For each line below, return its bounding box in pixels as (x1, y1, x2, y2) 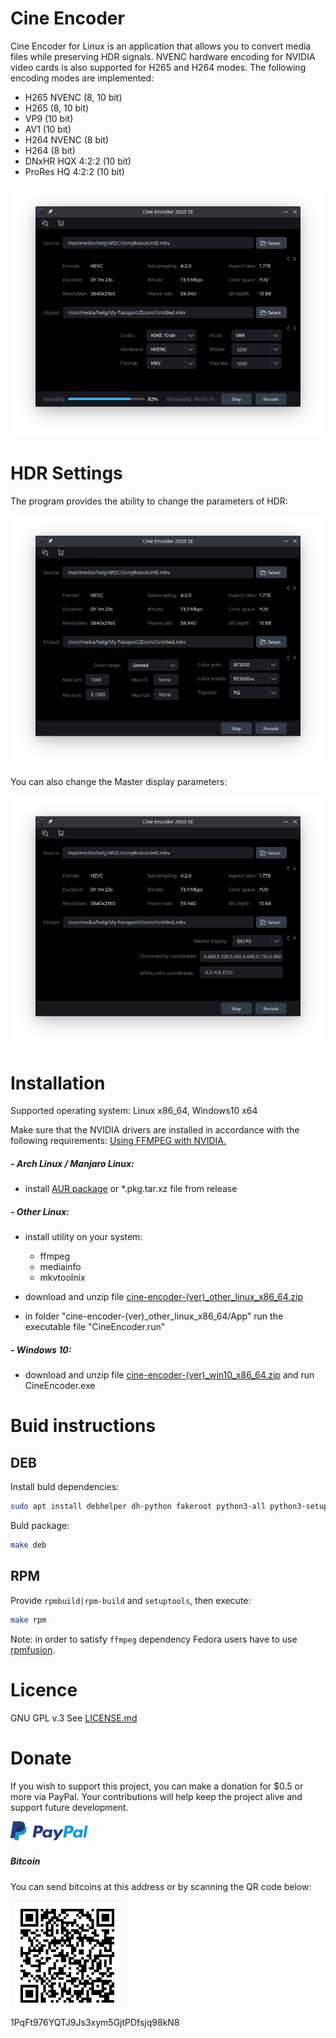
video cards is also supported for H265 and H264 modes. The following (10, 61, 307, 73)
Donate (10, 1747, 72, 1769)
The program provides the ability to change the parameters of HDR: (10, 495, 288, 507)
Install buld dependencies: (10, 1481, 120, 1493)
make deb (10, 1540, 47, 1551)
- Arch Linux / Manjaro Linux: (10, 1157, 135, 1169)
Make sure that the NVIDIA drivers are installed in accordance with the (10, 1124, 300, 1136)
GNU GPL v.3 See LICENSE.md (10, 1712, 138, 1724)
